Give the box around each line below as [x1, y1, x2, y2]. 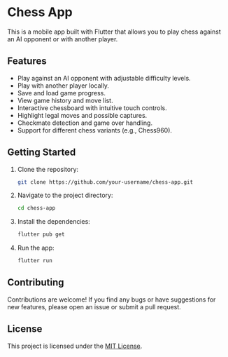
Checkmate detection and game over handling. [17, 119, 152, 127]
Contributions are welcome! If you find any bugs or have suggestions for [7, 295, 216, 304]
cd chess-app [17, 205, 56, 212]
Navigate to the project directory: [17, 191, 113, 200]
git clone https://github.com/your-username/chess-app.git [17, 178, 194, 186]
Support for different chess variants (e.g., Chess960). [17, 126, 173, 134]
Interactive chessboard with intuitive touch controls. [17, 103, 167, 112]
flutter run [17, 257, 52, 264]
